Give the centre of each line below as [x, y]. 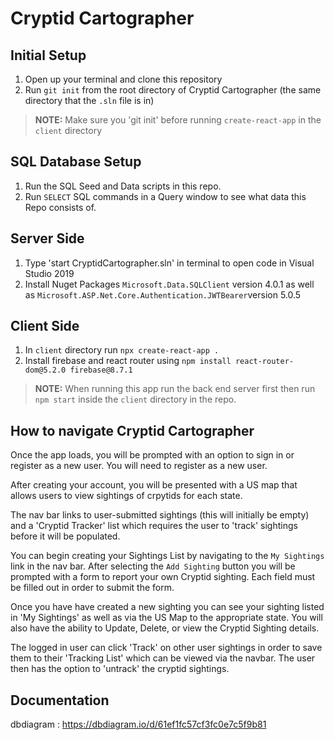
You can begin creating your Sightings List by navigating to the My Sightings [167, 556]
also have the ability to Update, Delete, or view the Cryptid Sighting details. [165, 628]
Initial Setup [48, 55]
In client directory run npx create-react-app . [122, 350]
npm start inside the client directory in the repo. [135, 399]
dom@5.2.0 [45, 370]
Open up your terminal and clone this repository [123, 79]
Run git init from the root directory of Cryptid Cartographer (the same [173, 90]
